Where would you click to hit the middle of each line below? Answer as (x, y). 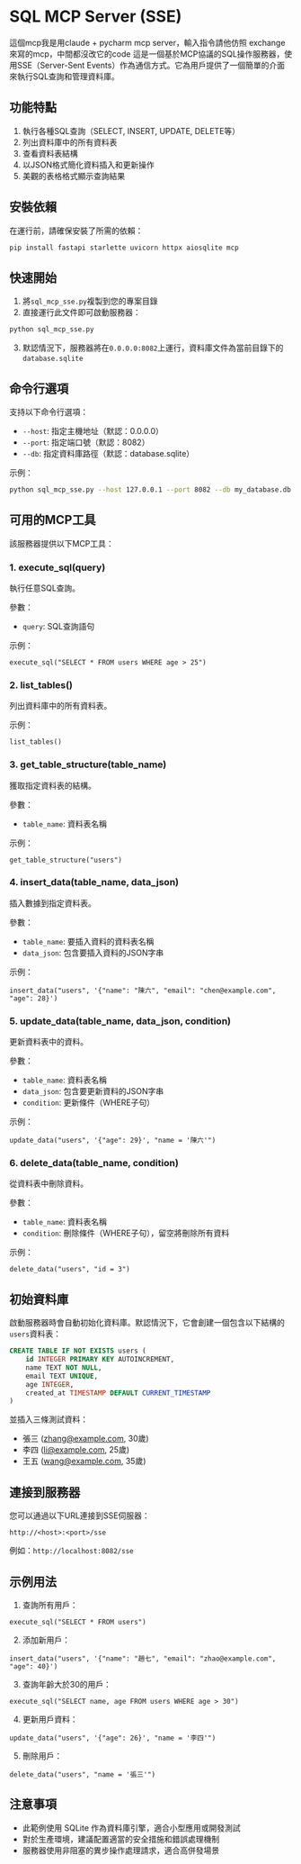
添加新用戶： (46, 1640)
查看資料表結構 (50, 153)
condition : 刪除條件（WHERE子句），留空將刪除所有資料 (126, 1233)
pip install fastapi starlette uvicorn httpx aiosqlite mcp (124, 248)
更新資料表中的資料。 (49, 1042)
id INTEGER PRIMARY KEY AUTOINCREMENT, (100, 1360)
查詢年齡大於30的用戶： (67, 1684)
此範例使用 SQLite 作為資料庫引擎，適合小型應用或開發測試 (131, 1828)
